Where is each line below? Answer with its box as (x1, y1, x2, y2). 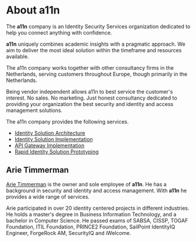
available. (6, 53, 29, 60)
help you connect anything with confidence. (6, 29, 112, 36)
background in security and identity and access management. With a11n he (6, 187, 187, 194)
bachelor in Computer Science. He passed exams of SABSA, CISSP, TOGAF (6, 217, 188, 224)
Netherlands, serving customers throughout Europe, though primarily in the (6, 70, 188, 77)
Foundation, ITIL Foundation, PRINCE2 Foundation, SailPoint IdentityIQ (6, 223, 176, 230)
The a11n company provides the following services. (6, 118, 129, 125)
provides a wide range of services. (6, 193, 90, 200)
